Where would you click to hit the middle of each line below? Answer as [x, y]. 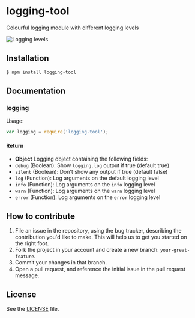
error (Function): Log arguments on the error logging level [88, 197]
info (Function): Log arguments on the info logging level [85, 185]
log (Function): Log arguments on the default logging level [87, 178]
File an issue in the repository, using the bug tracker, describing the [98, 231]
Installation [28, 58]
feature [24, 257]
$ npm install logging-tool [41, 72]
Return [15, 145]
